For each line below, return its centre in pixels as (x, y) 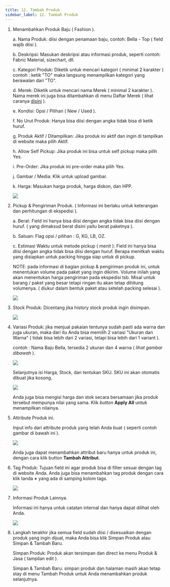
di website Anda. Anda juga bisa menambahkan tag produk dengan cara (88, 473)
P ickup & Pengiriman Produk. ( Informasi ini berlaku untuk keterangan (85, 205)
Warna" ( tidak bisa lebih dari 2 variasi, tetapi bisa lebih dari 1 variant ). (86, 337)
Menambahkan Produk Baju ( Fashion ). (54, 29)
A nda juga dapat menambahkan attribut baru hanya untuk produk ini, (84, 452)
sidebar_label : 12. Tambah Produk (42, 15)
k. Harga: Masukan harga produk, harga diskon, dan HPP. (73, 186)
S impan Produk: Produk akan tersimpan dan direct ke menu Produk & (85, 553)
